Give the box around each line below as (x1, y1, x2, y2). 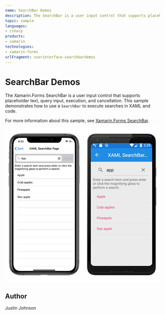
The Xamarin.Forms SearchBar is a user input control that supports (5, 92, 140, 98)
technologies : (5, 44, 34, 49)
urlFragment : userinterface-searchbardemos (5, 55, 96, 59)
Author (5, 292, 27, 300)
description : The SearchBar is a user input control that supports (5, 13, 146, 18)
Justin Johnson (5, 305, 36, 311)
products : (5, 34, 26, 39)
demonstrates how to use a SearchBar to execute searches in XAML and (5, 103, 151, 109)
